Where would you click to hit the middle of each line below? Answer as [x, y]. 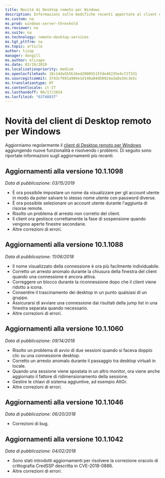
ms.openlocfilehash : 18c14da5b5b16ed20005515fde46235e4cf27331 [71, 74]
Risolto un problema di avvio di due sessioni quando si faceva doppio [82, 350]
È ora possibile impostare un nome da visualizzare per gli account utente [86, 192]
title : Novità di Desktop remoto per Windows [52, 10]
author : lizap [20, 51]
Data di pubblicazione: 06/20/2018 [41, 414]
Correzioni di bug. [30, 424]
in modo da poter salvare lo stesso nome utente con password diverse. [84, 198]
